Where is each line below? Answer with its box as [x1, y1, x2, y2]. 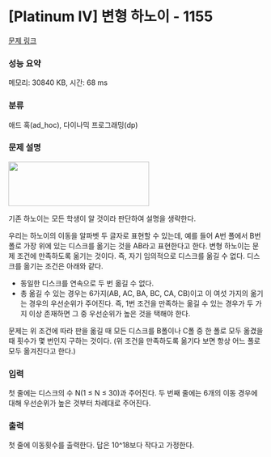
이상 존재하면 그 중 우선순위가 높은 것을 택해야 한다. [28, 308, 191, 318]
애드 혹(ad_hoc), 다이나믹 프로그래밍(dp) [8, 120, 138, 129]
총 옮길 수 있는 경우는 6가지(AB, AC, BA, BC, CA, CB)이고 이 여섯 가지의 [19, 288, 249, 298]
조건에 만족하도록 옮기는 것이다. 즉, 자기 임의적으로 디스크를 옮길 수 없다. [16, 251, 245, 260]
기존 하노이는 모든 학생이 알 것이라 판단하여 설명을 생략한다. [8, 214, 197, 223]
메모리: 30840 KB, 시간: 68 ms [8, 78, 108, 87]
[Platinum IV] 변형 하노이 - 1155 [8, 7, 214, 26]
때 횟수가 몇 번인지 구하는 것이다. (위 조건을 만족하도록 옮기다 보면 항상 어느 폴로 [8, 336, 261, 345]
